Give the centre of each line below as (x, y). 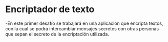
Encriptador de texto (50, 9)
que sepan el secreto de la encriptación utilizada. (57, 34)
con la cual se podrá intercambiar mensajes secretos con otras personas (82, 28)
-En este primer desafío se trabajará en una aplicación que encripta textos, (84, 23)
